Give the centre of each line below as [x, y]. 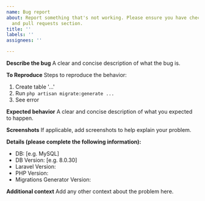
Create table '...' [35, 87]
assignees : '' [24, 40]
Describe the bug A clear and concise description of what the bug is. [93, 63]
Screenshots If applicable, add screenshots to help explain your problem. [99, 130]
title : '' [19, 29]
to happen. [20, 118]
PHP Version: [32, 173]
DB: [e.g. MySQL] [37, 154]
